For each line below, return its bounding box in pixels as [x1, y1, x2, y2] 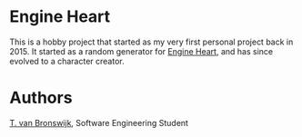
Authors [9, 88, 73, 108]
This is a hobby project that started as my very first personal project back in [9, 36, 294, 47]
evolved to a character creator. [9, 55, 125, 66]
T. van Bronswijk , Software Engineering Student [9, 117, 189, 128]
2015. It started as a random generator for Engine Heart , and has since [9, 45, 274, 56]
